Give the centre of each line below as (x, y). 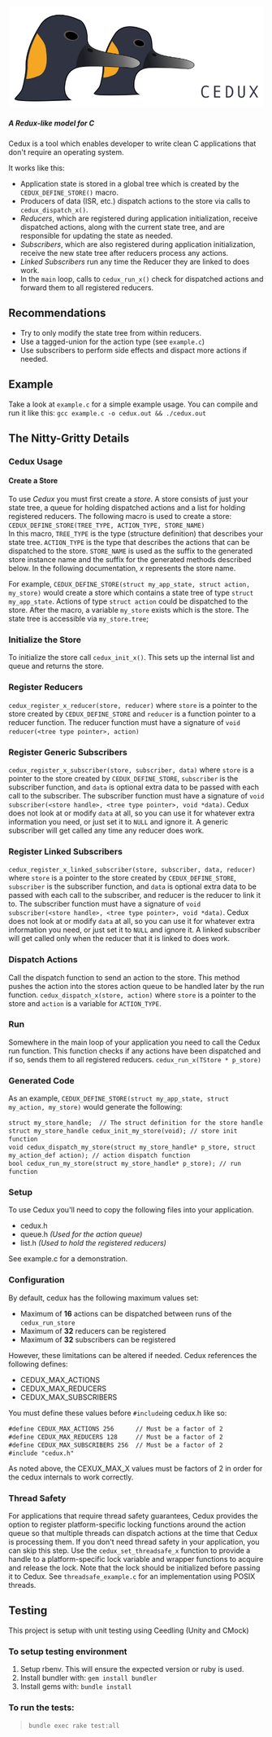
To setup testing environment (68, 1651)
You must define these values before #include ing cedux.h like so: (118, 1413)
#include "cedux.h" (41, 1453)
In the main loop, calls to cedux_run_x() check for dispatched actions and (142, 279)
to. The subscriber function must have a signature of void (105, 904)
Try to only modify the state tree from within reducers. (110, 332)
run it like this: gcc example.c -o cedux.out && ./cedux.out (108, 412)
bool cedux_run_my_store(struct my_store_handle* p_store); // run (125, 1164)
